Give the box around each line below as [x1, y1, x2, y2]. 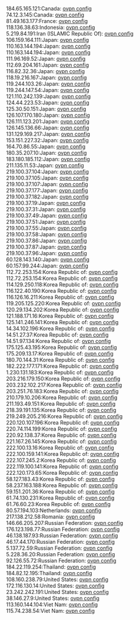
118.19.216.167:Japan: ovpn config [6, 74, 87, 81]
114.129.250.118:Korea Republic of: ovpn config [6, 281, 119, 288]
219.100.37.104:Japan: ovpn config [6, 168, 89, 175]
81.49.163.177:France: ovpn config [6, 18, 88, 24]
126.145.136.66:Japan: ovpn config [6, 124, 89, 131]
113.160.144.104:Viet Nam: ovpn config [6, 601, 98, 608]
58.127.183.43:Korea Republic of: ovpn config [6, 475, 115, 482]
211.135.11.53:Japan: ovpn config [6, 162, 84, 169]
